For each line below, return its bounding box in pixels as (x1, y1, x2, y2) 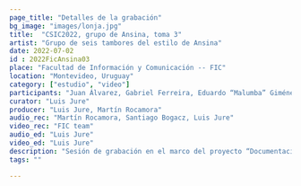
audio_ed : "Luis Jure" (9, 130, 94, 139)
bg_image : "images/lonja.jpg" (9, 22, 123, 31)
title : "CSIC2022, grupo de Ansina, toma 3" (9, 30, 182, 39)
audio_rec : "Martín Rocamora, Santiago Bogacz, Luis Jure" (9, 113, 235, 122)
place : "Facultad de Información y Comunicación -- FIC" (9, 64, 227, 73)
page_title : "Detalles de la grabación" (9, 13, 163, 22)
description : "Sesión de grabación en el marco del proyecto (9, 146, 243, 155)
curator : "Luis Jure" (9, 96, 90, 106)
